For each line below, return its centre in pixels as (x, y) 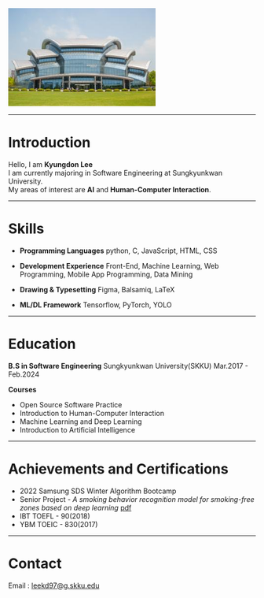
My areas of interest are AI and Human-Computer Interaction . (110, 189)
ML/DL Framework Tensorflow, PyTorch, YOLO (95, 305)
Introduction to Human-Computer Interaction (92, 413)
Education (42, 344)
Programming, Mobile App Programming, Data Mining (106, 274)
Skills (26, 229)
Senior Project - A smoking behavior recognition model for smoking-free (137, 499)
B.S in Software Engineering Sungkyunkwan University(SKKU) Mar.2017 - (128, 366)
